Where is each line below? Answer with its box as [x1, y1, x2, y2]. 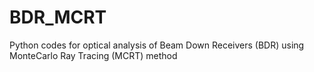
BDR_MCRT [9, 6, 107, 29]
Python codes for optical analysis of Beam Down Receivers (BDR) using [9, 39, 305, 51]
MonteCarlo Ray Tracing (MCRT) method [9, 49, 178, 61]
